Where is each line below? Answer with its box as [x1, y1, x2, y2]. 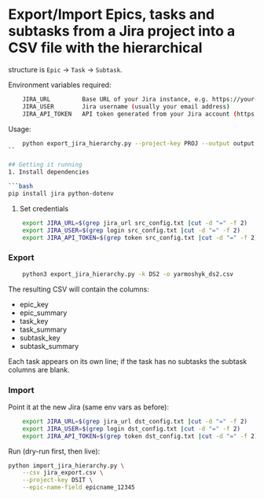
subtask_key [19, 332, 60, 343]
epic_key [19, 299, 49, 309]
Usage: [8, 124, 31, 134]
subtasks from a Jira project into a [8, 22, 236, 40]
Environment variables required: [8, 80, 112, 90]
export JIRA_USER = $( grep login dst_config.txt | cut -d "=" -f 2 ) [22, 424, 241, 433]
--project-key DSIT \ [22, 476, 93, 484]
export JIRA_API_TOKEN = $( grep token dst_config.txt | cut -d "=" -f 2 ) [22, 432, 258, 440]
